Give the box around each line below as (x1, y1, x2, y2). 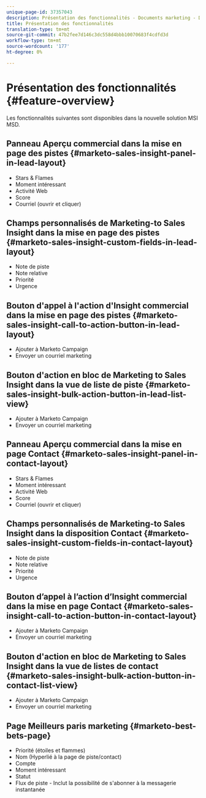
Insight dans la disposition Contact (6, 528, 142, 539)
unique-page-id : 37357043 (6, 9, 72, 15)
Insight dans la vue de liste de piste (6, 379, 143, 390)
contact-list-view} (6, 680, 78, 690)
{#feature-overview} (6, 93, 115, 108)
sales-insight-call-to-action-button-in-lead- (6, 319, 180, 330)
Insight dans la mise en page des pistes (6, 227, 160, 238)
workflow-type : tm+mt (6, 37, 62, 44)
